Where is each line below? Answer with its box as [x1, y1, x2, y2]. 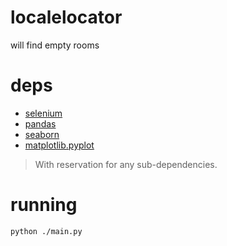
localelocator [10, 6, 123, 29]
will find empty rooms [10, 39, 100, 51]
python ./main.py [10, 226, 83, 236]
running [10, 194, 78, 216]
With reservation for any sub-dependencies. [34, 158, 218, 170]
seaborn [24, 128, 60, 140]
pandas [24, 117, 57, 130]
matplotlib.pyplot [24, 139, 95, 151]
